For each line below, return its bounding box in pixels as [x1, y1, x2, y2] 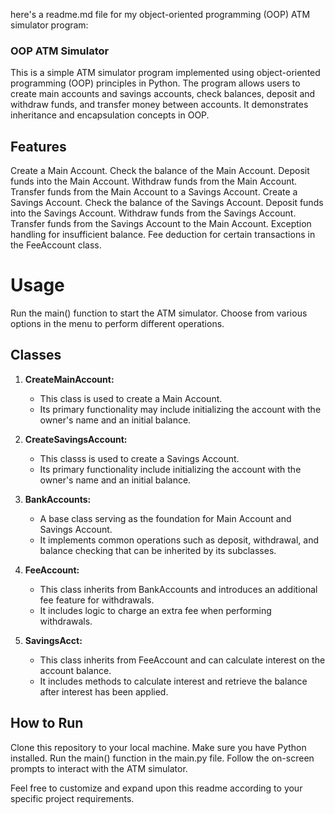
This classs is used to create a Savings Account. [39, 452, 240, 464]
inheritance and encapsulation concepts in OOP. [10, 109, 210, 121]
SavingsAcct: [24, 634, 83, 646]
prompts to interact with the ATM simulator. [10, 762, 188, 774]
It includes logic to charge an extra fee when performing [39, 604, 272, 616]
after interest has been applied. [39, 685, 169, 698]
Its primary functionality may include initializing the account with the [39, 403, 322, 415]
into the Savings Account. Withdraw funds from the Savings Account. [10, 207, 297, 219]
